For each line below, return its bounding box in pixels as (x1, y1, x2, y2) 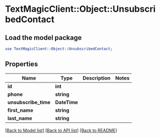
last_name (7, 114, 32, 121)
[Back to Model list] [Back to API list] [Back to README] (5, 127, 117, 133)
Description (82, 75, 111, 82)
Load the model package (5, 33, 82, 42)
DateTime (55, 99, 78, 106)
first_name (7, 107, 33, 113)
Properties (5, 60, 38, 68)
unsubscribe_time (7, 99, 50, 106)
